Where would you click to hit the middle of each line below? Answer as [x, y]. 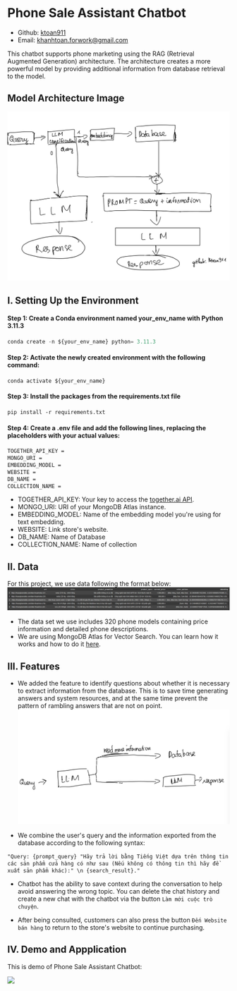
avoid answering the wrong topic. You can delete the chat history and [119, 891]
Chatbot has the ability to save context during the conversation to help [120, 884]
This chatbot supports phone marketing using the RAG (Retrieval [101, 54]
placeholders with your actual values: [64, 435]
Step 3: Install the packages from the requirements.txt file [94, 396]
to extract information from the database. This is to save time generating [123, 691]
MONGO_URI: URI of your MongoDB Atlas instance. [92, 507]
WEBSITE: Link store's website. [63, 530]
